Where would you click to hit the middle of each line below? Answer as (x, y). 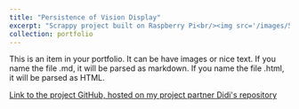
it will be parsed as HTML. (57, 78)
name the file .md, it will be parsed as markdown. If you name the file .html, (147, 68)
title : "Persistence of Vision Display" (85, 17)
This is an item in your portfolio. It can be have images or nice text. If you (142, 59)
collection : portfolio (51, 34)
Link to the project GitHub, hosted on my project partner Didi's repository (143, 95)
